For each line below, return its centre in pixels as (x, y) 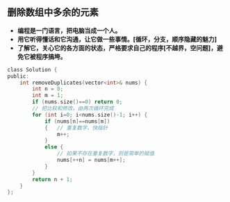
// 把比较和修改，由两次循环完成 (73, 109)
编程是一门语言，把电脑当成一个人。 (69, 31)
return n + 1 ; (52, 179)
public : (18, 76)
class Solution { (32, 69)
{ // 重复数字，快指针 (76, 128)
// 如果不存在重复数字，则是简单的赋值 (106, 154)
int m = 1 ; (48, 96)
